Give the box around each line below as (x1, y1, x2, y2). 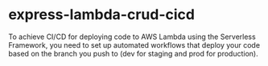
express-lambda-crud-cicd (8, 6, 196, 24)
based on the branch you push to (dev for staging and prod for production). (8, 49, 259, 58)
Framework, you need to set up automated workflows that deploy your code (8, 40, 260, 49)
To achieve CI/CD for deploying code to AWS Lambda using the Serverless (8, 32, 256, 41)
